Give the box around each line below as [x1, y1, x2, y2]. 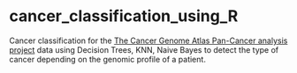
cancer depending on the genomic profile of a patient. [9, 54, 206, 64]
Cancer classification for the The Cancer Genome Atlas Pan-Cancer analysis [9, 35, 288, 46]
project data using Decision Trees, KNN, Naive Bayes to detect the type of [9, 44, 279, 55]
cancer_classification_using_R [9, 6, 239, 26]
